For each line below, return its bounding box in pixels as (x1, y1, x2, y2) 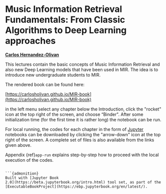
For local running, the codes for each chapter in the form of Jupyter (5, 126, 144, 132)
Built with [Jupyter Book (5, 175, 59, 180)
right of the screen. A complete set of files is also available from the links (5, 137, 155, 143)
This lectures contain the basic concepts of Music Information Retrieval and (5, 61, 160, 67)
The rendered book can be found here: (5, 81, 85, 88)
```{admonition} (5, 171, 39, 176)
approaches (5, 35, 56, 47)
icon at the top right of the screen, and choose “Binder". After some (5, 111, 144, 117)
